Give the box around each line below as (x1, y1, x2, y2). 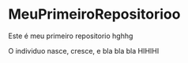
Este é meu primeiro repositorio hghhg (8, 31, 133, 40)
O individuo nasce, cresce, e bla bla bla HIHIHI (8, 46, 160, 55)
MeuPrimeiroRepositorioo (8, 5, 181, 23)
